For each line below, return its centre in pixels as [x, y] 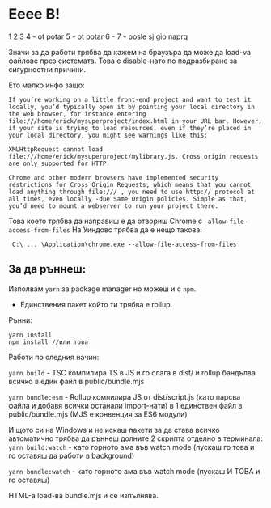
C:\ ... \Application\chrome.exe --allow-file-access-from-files [124, 244]
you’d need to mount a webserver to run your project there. [114, 206]
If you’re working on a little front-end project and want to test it [130, 99]
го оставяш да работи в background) [72, 455]
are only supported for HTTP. [59, 163]
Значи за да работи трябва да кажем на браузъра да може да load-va [130, 52]
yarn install [30, 335]
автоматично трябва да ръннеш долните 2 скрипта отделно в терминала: [135, 438]
